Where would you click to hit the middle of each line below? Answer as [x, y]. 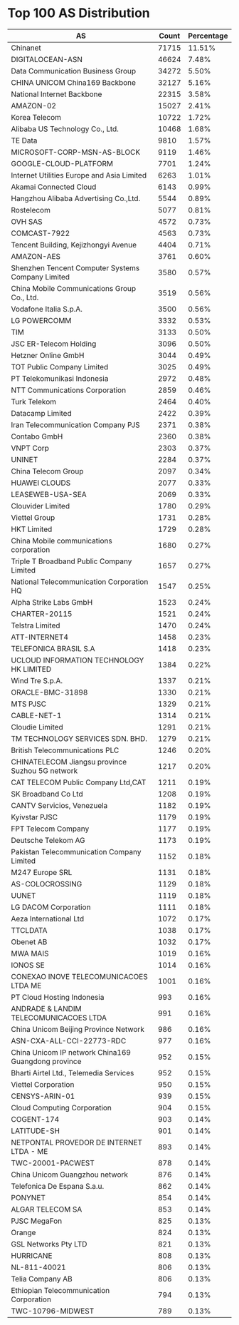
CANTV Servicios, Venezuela [59, 805]
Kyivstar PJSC [34, 817]
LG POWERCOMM [41, 320]
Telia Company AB [42, 1279]
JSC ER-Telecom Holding [54, 344]
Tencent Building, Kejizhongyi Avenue [74, 245]
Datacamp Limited [42, 413]
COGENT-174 [35, 1119]
